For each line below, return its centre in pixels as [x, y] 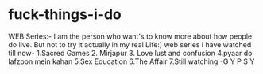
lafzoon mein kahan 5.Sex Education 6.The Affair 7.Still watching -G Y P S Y [131, 61]
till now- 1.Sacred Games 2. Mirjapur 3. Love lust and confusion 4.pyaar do [130, 53]
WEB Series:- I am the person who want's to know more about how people [130, 36]
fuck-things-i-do [65, 15]
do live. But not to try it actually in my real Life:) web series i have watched [130, 44]
